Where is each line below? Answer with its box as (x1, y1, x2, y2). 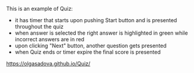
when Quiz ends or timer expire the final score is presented (14, 48, 161, 56)
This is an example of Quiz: (6, 5, 73, 12)
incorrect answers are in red (14, 36, 85, 42)
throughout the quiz (14, 23, 64, 30)
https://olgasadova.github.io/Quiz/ (6, 60, 91, 67)
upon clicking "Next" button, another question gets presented (14, 42, 167, 49)
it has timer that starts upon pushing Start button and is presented (14, 17, 177, 23)
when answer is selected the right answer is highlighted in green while (14, 29, 188, 36)
